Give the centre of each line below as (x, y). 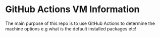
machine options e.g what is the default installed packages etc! (71, 28)
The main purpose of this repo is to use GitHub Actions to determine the (80, 23)
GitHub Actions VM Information (72, 9)
